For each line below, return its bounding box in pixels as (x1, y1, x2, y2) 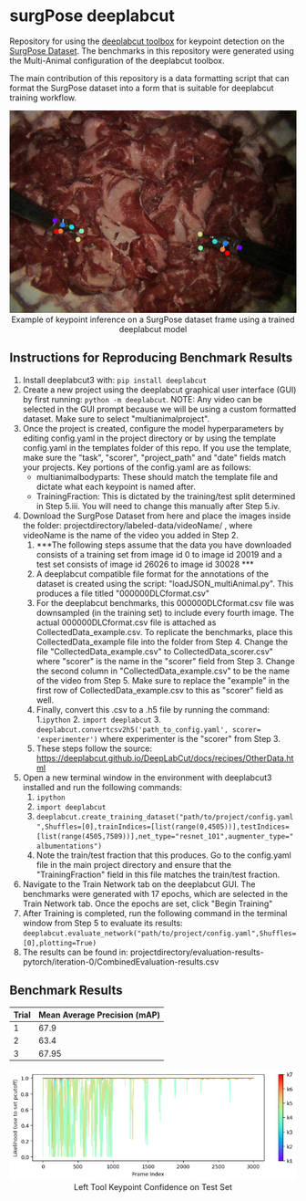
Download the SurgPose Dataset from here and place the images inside (22, 510, 291, 521)
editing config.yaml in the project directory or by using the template (22, 433, 276, 444)
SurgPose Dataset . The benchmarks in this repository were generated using (9, 45, 294, 56)
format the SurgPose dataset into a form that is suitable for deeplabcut (9, 82, 275, 93)
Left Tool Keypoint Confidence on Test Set (73, 1182, 233, 1193)
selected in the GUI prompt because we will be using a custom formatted (22, 403, 297, 414)
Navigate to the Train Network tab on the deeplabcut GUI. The (22, 878, 256, 890)
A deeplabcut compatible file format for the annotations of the (36, 568, 270, 580)
